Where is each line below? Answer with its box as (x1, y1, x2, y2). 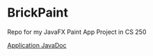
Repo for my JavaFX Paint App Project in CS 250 (7, 28, 147, 36)
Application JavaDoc (7, 41, 67, 49)
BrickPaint (7, 5, 68, 21)
